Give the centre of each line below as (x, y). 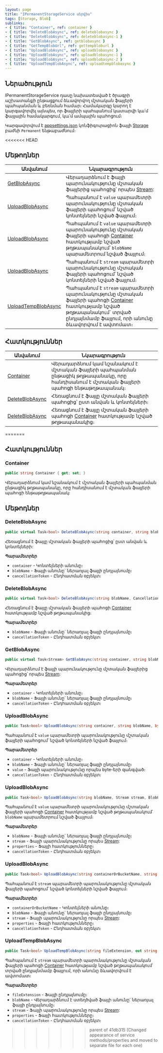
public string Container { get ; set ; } (45, 473)
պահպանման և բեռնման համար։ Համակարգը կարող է (68, 106)
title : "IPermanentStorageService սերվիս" (49, 14)
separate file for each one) (116, 1045)
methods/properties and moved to (124, 1040)
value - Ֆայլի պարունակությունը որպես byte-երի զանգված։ (79, 770)
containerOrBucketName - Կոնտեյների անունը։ (60, 908)
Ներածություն (29, 83)
